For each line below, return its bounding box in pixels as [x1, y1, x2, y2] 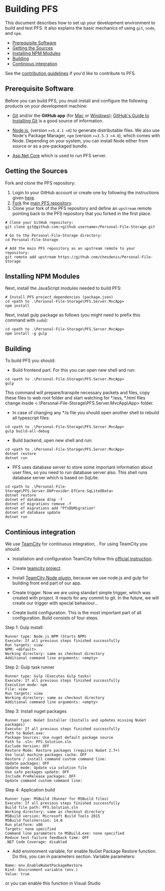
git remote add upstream [5, 254, 56, 259]
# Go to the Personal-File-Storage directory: [5, 233, 102, 238]
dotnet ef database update [5, 510, 61, 515]
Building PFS [5, 3, 58, 15]
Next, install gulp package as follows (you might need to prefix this [5, 312, 140, 318]
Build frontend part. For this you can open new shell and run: [12, 367, 135, 373]
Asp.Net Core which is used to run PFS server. [12, 152, 107, 158]
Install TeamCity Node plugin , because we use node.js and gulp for [12, 575, 149, 580]
